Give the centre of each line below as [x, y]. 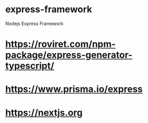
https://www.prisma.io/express [74, 89]
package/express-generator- [69, 55]
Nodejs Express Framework [34, 23]
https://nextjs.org [44, 113]
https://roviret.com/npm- [61, 44]
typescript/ [30, 66]
